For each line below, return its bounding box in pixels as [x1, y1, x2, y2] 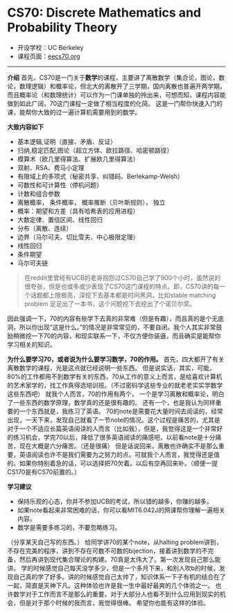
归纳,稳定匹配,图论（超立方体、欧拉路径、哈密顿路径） [17, 146, 173, 154]
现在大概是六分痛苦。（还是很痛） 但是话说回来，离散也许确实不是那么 [19, 442, 218, 450]
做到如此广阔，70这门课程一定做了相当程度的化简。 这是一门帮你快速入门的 [7, 99, 223, 107]
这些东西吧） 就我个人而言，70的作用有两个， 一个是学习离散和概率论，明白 [7, 390, 225, 398]
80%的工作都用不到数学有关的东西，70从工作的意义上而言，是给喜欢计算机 [7, 372, 223, 381]
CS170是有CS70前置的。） [7, 467, 81, 476]
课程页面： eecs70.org [17, 52, 80, 60]
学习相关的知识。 [7, 340, 56, 348]
